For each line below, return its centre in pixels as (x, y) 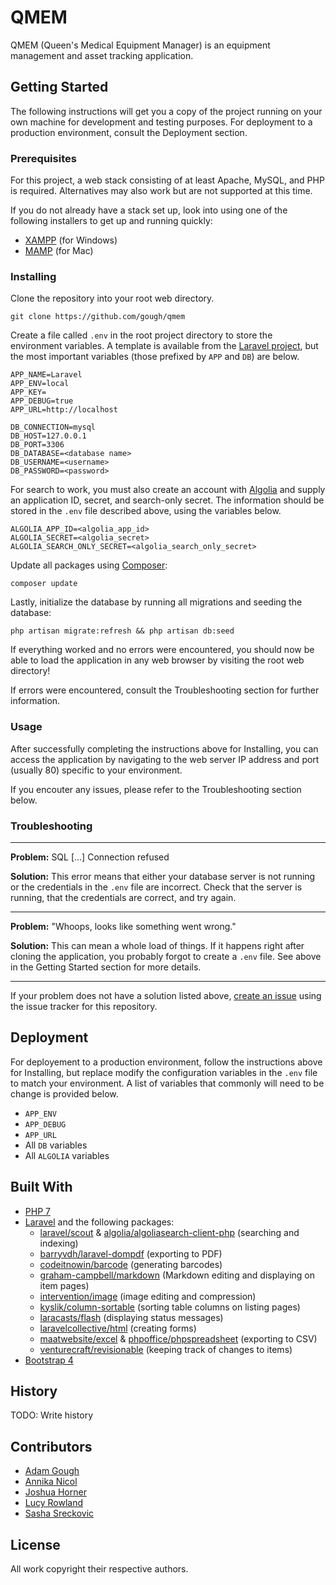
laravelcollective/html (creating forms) (118, 1328)
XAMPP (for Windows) (71, 240)
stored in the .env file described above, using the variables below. (146, 511)
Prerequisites (43, 158)
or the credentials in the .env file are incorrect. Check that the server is (156, 887)
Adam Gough (52, 1471)
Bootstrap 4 (49, 1360)
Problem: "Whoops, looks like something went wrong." (123, 926)
